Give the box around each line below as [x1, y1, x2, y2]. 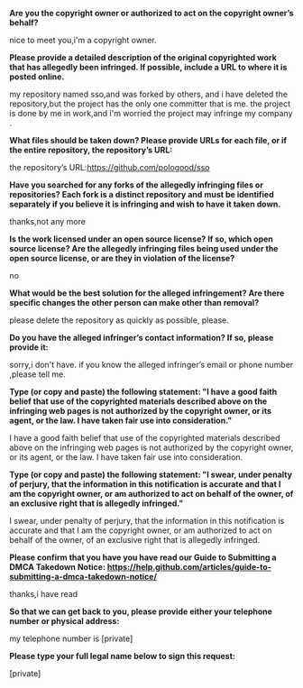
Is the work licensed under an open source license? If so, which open [9, 234, 273, 244]
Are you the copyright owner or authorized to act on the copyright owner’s [9, 8, 294, 18]
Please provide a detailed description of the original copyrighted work [9, 52, 277, 62]
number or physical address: [9, 616, 120, 626]
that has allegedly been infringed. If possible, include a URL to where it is [9, 62, 288, 72]
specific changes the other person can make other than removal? [9, 298, 260, 307]
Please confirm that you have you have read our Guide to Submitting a [9, 552, 277, 563]
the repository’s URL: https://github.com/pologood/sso [9, 162, 210, 172]
